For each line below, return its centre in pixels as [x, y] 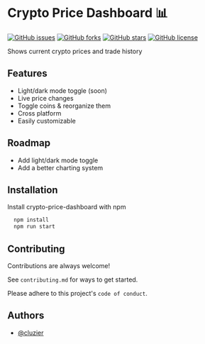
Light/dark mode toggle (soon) [62, 90]
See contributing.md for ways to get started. [73, 279]
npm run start [34, 227]
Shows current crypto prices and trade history [75, 51]
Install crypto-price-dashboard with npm [67, 207]
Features [27, 73]
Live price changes [45, 98]
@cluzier [31, 333]
